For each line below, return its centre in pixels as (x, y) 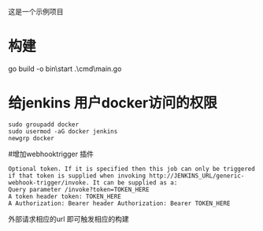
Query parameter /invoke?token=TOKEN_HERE (79, 189)
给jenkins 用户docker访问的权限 (113, 103)
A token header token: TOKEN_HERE (65, 196)
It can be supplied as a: (135, 183)
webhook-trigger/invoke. (49, 183)
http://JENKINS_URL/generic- (197, 176)
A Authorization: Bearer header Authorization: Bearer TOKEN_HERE (119, 203)
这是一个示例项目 (36, 11)
